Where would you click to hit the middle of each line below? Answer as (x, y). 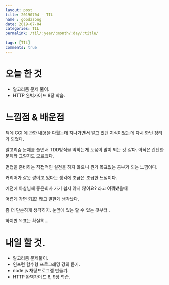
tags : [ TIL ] (18, 43)
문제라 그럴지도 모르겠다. (30, 156)
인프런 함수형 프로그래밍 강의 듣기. (46, 264)
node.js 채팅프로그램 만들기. (40, 270)
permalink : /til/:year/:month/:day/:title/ (52, 33)
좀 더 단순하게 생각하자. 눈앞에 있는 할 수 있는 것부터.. (58, 210)
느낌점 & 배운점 (35, 117)
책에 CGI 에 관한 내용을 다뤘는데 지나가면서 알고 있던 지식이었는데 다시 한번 (79, 133)
